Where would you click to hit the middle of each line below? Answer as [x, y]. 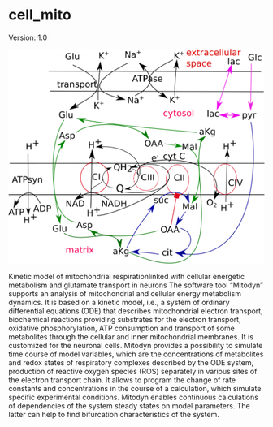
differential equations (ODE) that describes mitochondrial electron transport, [136, 311]
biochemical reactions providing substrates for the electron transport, [125, 319]
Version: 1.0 [28, 37]
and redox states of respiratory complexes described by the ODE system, [131, 362]
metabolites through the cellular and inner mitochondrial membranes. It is [131, 336]
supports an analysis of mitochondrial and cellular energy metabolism [125, 293]
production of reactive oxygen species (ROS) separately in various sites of [133, 371]
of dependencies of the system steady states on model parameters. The [129, 405]
